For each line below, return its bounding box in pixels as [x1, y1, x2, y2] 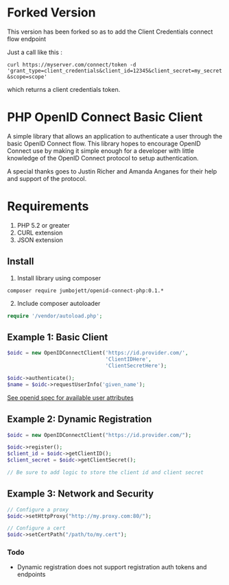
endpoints [16, 571, 46, 579]
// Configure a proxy [7, 506, 69, 513]
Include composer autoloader [16, 299, 101, 307]
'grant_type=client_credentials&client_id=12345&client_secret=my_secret [7, 67, 223, 74]
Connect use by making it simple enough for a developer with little [7, 146, 194, 155]
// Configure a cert [7, 525, 67, 532]
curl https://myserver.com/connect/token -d [7, 61, 136, 68]
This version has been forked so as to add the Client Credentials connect [7, 27, 213, 36]
